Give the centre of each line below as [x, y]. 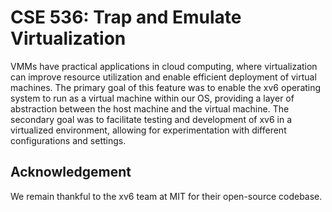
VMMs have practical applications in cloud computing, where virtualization [164, 66]
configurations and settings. [68, 140]
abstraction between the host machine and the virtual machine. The [150, 108]
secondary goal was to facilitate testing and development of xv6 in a [151, 119]
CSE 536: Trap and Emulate [126, 17]
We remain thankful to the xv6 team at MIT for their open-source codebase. [166, 196]
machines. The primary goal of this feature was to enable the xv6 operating [166, 87]
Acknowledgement [71, 172]
